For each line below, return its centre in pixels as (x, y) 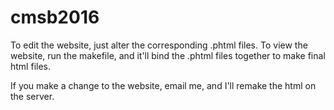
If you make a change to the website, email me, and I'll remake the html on (163, 85)
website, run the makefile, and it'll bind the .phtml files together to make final (168, 55)
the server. (32, 96)
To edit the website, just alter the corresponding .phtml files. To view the (159, 45)
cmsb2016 (55, 17)
